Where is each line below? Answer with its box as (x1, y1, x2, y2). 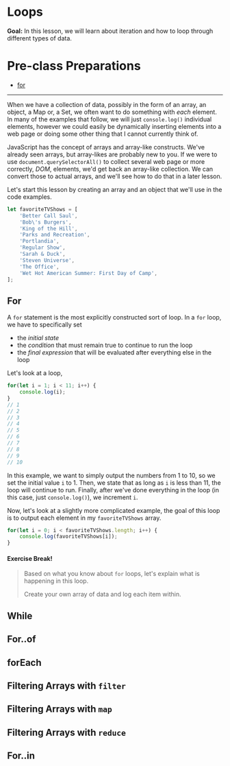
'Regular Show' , (19, 244, 66, 251)
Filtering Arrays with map (7, 704, 113, 715)
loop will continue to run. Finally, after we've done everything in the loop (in (7, 486, 220, 494)
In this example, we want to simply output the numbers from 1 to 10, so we (7, 471, 216, 479)
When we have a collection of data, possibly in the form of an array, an (7, 100, 207, 108)
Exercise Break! (7, 554, 53, 562)
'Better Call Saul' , (19, 212, 78, 219)
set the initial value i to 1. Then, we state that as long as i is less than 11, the (7, 478, 221, 487)
